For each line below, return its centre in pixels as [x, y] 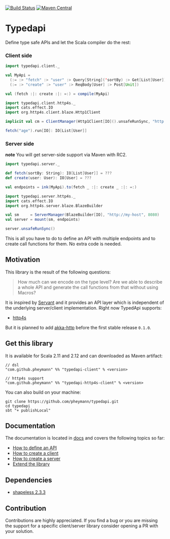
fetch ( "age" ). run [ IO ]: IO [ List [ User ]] [46, 131]
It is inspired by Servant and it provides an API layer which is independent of [85, 302]
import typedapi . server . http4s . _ [40, 196]
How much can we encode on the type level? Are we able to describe [90, 282]
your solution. [19, 531]
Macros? [27, 292]
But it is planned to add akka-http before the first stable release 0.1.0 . [78, 327]
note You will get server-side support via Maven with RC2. [66, 155]
